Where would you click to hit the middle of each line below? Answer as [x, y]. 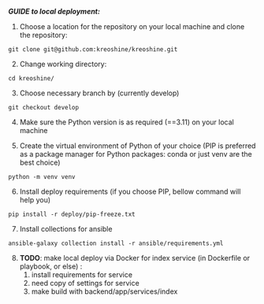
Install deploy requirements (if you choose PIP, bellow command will [130, 191]
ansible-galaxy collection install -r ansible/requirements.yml [116, 243]
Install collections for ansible [66, 229]
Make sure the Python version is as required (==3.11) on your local [126, 122]
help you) [35, 200]
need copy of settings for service [85, 283]
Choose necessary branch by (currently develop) [99, 93]
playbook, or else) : [51, 266]
